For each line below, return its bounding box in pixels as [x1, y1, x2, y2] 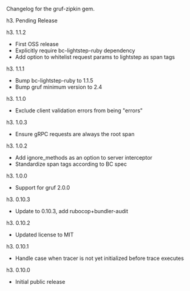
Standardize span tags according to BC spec [15, 160, 127, 168]
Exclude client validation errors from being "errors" [15, 107, 143, 114]
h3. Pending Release [6, 17, 58, 24]
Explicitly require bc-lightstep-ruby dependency [15, 47, 135, 54]
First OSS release [15, 41, 59, 47]
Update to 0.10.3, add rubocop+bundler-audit [15, 208, 129, 214]
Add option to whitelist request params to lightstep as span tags [15, 53, 175, 60]
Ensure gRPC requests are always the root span [15, 131, 135, 137]
